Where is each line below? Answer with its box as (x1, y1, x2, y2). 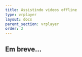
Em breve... (5, 45, 42, 53)
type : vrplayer (5, 12, 37, 17)
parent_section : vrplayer (5, 21, 59, 27)
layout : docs (5, 17, 32, 22)
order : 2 (5, 26, 23, 31)
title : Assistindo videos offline (5, 7, 77, 13)
